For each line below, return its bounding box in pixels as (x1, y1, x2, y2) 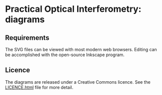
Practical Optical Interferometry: (5, 3, 142, 15)
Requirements (5, 33, 49, 42)
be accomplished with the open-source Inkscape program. (5, 52, 125, 58)
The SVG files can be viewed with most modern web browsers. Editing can (5, 47, 157, 52)
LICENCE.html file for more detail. (5, 84, 74, 90)
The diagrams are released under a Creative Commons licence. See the (5, 79, 151, 85)
